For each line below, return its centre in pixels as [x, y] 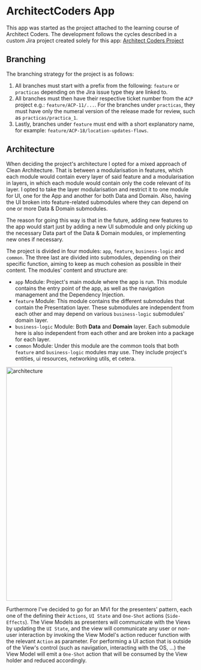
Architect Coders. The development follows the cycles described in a [91, 34]
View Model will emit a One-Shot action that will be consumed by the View [97, 654]
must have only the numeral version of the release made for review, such [105, 111]
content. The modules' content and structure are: [67, 270]
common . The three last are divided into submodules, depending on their [94, 257]
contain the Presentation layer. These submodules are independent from [104, 307]
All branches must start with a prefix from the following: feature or [97, 85]
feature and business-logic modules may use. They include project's [101, 352]
